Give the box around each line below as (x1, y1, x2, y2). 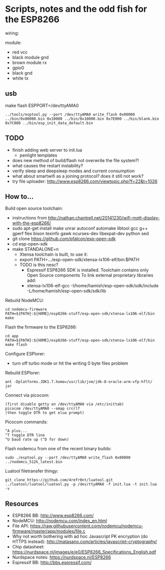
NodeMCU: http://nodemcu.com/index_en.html (12, 518, 107, 524)
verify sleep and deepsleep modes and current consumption (12, 168, 135, 174)
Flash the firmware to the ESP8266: (5, 324, 77, 330)
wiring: (5, 30, 19, 36)
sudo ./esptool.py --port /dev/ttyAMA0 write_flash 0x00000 (5, 455, 131, 460)
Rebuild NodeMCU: (5, 298, 44, 303)
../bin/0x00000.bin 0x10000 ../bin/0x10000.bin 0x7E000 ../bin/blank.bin (5, 116, 160, 121)
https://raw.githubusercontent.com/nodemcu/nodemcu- (30, 523, 143, 529)
